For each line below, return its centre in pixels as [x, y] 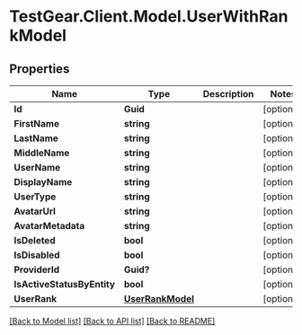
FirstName [37, 123]
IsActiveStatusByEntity [64, 284]
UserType [35, 197]
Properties [40, 69]
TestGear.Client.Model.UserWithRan [149, 17]
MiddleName [42, 153]
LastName [36, 138]
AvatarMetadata [49, 226]
